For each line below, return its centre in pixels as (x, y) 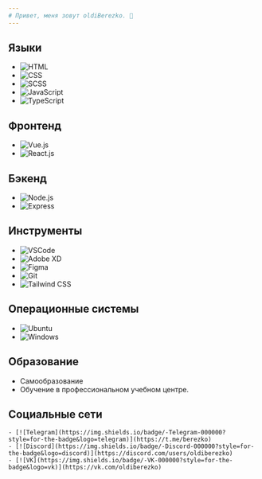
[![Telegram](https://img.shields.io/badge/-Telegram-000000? (121, 433)
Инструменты (45, 231)
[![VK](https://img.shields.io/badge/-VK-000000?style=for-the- (124, 461)
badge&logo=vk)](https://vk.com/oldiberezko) (85, 467)
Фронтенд (35, 125)
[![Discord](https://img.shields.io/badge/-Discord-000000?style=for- (135, 446)
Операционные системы (74, 309)
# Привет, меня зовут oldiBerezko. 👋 (71, 16)
